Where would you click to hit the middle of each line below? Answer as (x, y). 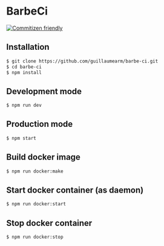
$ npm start (21, 138)
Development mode (44, 91)
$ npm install (24, 72)
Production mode (40, 124)
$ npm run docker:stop (35, 237)
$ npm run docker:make (35, 171)
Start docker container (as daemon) (75, 190)
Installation (28, 47)
